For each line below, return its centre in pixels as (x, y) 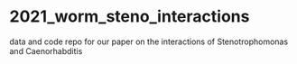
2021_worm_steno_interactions (130, 17)
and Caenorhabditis (46, 50)
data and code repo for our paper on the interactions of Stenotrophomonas (149, 41)
